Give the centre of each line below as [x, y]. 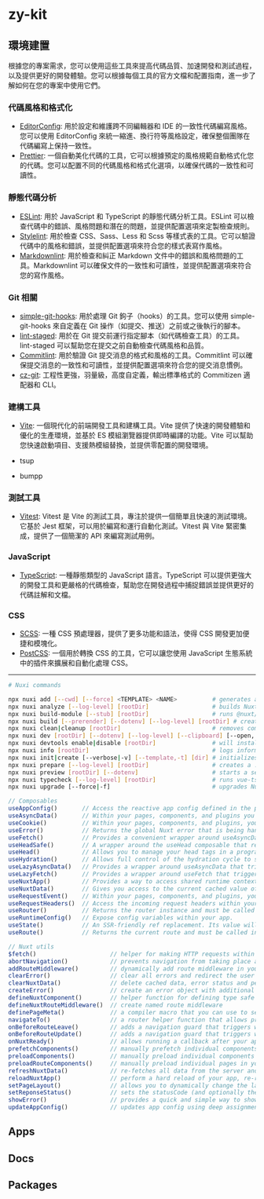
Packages [33, 1185]
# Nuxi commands [35, 685]
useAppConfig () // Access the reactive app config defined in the [130, 809]
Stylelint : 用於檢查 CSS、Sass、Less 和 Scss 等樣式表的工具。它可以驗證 [137, 236]
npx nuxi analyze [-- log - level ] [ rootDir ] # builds [125, 707]
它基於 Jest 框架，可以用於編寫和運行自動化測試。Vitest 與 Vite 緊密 [129, 526]
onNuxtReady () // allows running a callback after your [128, 1042]
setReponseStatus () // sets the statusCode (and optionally [126, 1093]
